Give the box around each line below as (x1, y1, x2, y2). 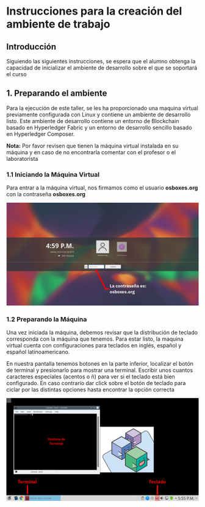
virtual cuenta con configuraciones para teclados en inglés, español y (6, 342, 182, 349)
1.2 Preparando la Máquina (6, 315, 87, 324)
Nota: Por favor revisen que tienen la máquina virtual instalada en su (6, 142, 179, 149)
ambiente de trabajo (6, 17, 110, 31)
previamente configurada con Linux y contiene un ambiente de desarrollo (6, 111, 191, 118)
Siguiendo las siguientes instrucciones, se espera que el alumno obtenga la (6, 58, 196, 65)
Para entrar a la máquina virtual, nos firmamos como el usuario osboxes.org (6, 184, 198, 191)
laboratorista (6, 155, 38, 162)
